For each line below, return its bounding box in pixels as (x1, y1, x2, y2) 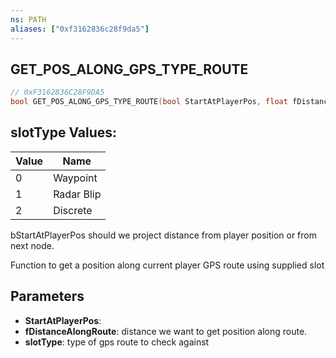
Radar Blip (53, 187, 102, 201)
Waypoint (53, 171, 98, 185)
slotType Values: (10, 124, 118, 141)
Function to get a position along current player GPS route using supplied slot (10, 259, 325, 271)
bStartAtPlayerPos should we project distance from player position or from (10, 229, 317, 241)
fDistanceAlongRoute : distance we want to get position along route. (24, 325, 308, 337)
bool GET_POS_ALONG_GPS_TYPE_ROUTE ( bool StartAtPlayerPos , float (10, 97, 288, 107)
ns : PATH (10, 14, 47, 25)
